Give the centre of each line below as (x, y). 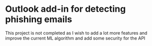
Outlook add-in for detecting (66, 9)
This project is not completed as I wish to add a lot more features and (76, 33)
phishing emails (39, 19)
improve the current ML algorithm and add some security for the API (75, 38)
